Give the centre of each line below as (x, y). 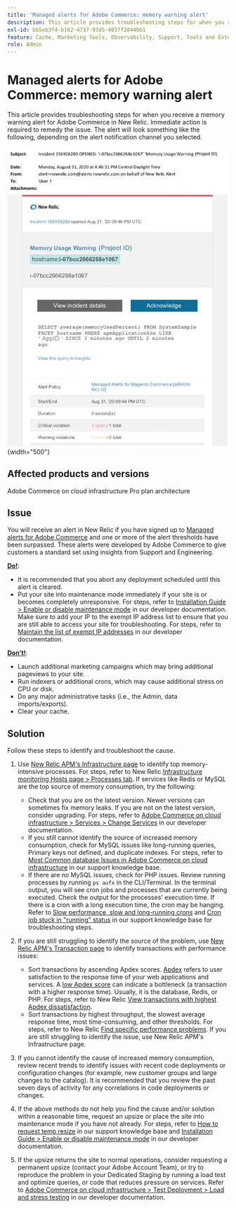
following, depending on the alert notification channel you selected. (105, 137)
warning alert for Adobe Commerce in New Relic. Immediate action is (107, 122)
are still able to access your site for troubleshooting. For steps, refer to (119, 624)
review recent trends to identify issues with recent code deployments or (122, 1065)
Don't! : (18, 653)
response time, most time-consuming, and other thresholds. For (120, 1022)
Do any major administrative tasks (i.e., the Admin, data (97, 697)
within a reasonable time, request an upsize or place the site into (111, 1117)
